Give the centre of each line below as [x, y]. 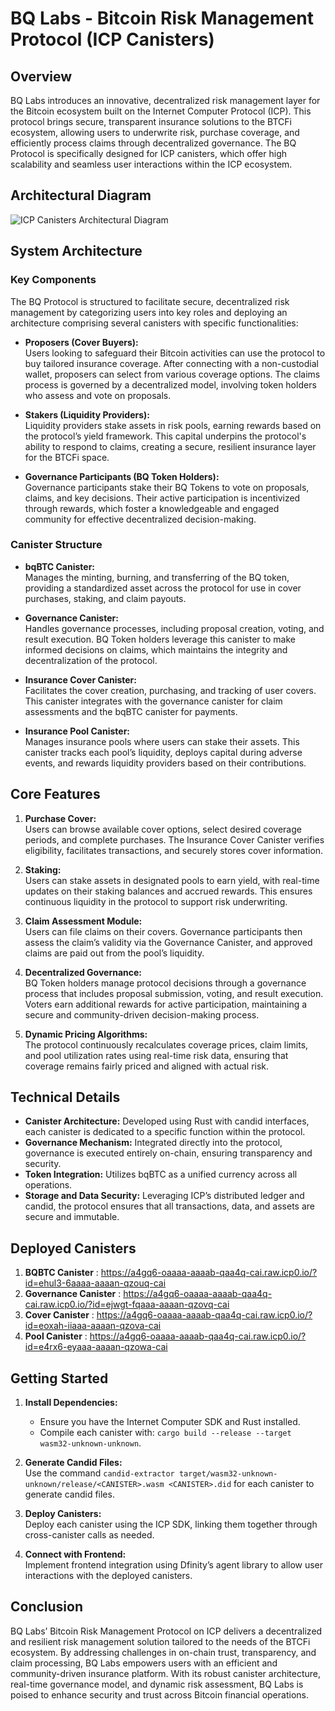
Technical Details [65, 1097]
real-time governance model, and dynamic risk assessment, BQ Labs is [157, 1684]
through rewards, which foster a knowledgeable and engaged [152, 508]
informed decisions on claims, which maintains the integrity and [156, 649]
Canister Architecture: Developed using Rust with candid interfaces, [167, 1121]
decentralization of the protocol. [91, 660]
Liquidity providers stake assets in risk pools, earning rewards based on [173, 425]
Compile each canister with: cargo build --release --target [165, 1433]
